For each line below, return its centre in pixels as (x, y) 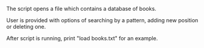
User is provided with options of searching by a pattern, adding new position (102, 20)
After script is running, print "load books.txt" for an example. (82, 38)
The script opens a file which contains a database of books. (81, 9)
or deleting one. (26, 27)
